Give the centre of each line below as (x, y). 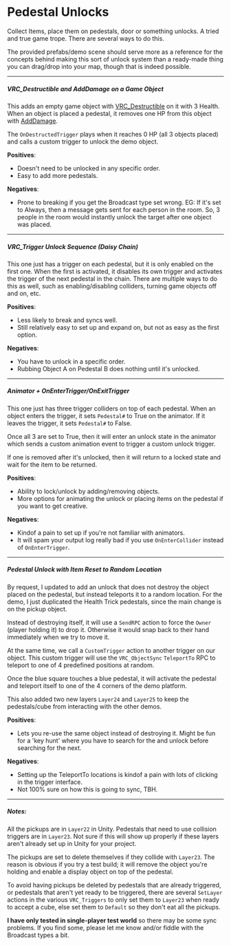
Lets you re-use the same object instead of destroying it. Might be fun (116, 733)
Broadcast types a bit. (38, 935)
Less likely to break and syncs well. (67, 320)
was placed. (34, 224)
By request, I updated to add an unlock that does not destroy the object (108, 587)
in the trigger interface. (50, 782)
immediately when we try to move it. (58, 637)
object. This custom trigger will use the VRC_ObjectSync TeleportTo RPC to (111, 658)
